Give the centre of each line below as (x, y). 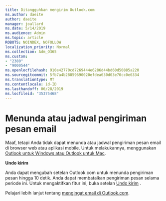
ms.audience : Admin (25, 33)
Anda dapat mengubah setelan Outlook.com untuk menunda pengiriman (79, 172)
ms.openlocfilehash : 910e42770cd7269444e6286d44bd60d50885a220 (72, 70)
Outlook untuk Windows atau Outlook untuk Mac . (56, 153)
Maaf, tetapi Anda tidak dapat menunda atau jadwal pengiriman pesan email (83, 142)
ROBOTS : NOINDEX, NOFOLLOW (33, 42)
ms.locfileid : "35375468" (32, 93)
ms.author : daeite (24, 14)
